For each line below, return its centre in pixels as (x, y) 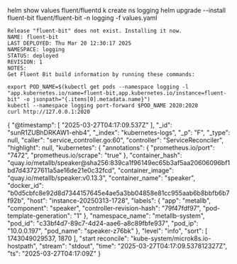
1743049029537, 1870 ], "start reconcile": (68, 238)
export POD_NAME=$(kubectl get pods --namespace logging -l (98, 87)
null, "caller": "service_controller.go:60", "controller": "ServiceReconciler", (116, 140)
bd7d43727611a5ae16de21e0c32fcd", (62, 170)
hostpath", (22, 246)
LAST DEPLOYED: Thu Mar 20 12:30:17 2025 (70, 43)
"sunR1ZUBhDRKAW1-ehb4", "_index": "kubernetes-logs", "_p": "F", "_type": (119, 132)
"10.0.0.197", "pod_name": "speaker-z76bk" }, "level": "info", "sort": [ (108, 231)
